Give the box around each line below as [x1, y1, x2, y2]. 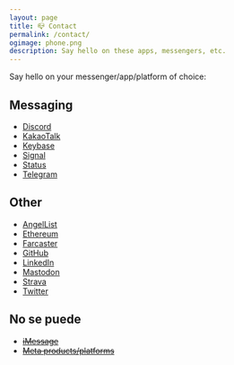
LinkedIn [22, 257, 55, 268]
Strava [22, 276, 47, 287]
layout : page [9, 13, 58, 22]
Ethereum [22, 228, 58, 239]
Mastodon [22, 266, 60, 277]
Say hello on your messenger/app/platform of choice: [9, 71, 207, 82]
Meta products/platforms [22, 345, 115, 356]
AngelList [22, 218, 58, 229]
